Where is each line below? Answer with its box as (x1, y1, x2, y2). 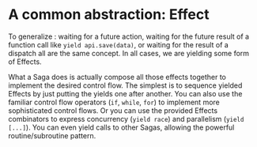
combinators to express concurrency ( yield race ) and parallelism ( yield (8, 114, 244, 123)
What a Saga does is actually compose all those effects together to (8, 72, 227, 81)
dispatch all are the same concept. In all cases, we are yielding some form (8, 48, 250, 58)
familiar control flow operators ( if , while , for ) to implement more (8, 97, 220, 107)
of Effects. (8, 57, 42, 66)
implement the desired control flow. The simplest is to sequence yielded (8, 81, 243, 90)
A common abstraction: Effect (8, 6, 210, 24)
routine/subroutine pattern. (8, 130, 96, 140)
